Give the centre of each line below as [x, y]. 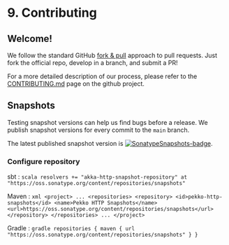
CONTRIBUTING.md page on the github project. [76, 84]
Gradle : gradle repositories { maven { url [71, 228]
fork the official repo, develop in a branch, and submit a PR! [93, 63]
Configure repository [44, 161]
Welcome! [30, 39]
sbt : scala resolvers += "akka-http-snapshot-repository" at [97, 177]
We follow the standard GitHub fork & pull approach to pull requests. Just [112, 55]
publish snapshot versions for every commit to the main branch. [98, 130]
